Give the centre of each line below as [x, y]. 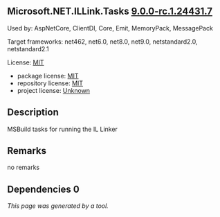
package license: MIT [48, 76]
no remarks [24, 167]
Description [33, 113]
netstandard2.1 [28, 49]
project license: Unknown [54, 90]
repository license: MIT [50, 83]
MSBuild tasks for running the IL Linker [62, 129]
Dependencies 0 [43, 189]
